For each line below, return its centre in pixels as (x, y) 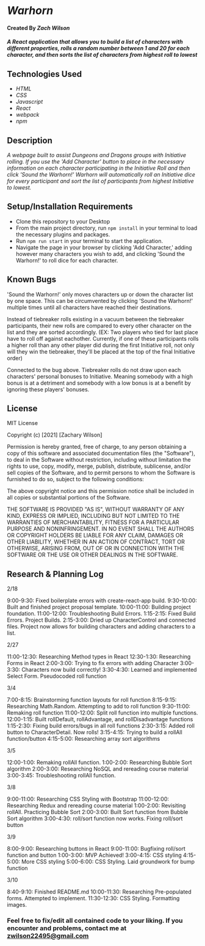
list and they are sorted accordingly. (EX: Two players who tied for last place (103, 332)
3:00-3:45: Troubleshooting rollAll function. (61, 776)
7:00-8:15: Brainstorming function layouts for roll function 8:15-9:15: (92, 700)
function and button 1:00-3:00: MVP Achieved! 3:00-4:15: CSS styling (94, 855)
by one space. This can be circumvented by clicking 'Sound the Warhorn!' (100, 300)
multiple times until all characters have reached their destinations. (90, 307)
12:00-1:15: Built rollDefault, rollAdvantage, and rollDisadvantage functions (100, 719)
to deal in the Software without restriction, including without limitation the (99, 460)
